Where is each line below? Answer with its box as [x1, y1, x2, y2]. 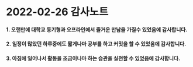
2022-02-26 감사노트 [6, 5, 109, 19]
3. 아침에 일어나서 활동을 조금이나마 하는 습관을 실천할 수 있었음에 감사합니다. [6, 55, 180, 62]
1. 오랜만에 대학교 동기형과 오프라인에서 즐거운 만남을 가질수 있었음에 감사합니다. [6, 26, 188, 33]
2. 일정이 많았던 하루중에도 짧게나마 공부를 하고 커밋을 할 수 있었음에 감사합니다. [6, 40, 187, 47]
